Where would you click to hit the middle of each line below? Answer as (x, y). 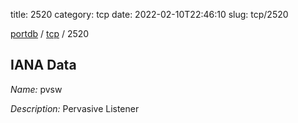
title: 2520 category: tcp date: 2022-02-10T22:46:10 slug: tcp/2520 (149, 14)
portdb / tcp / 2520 (50, 33)
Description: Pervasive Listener (75, 108)
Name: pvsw (36, 89)
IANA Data (43, 65)
